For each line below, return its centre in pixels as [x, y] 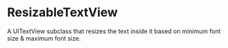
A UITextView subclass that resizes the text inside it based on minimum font [114, 31]
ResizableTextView [63, 13]
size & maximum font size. [44, 38]
